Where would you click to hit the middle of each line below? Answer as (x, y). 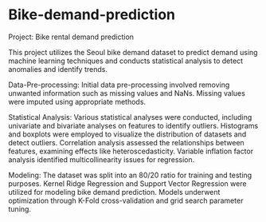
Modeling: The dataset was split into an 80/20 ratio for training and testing (130, 175)
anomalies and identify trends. (58, 69)
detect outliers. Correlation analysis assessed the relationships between (126, 142)
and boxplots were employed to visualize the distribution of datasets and (127, 134)
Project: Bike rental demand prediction (71, 37)
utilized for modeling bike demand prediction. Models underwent (114, 192)
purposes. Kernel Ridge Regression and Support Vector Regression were (127, 183)
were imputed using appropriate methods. (77, 101)
